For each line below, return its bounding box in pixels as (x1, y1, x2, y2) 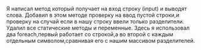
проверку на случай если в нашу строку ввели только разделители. (6, 18, 185, 25)
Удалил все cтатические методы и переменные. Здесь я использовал (6, 24, 190, 31)
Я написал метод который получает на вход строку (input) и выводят (6, 5, 188, 12)
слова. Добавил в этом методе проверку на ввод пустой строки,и (6, 11, 180, 19)
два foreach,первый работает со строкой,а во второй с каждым (6, 31, 174, 38)
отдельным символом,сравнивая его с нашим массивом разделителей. (6, 37, 196, 44)
